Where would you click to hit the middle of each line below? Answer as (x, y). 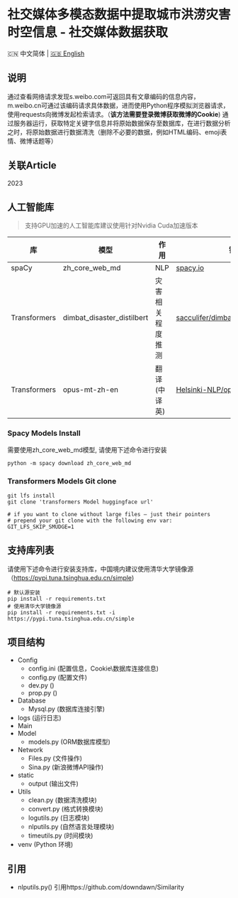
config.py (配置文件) (57, 677)
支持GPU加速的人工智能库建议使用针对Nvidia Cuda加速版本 (111, 225)
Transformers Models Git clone (62, 481)
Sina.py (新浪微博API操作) (66, 767)
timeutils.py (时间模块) (61, 835)
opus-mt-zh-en (91, 390)
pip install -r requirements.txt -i (61, 612)
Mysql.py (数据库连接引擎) (66, 709)
